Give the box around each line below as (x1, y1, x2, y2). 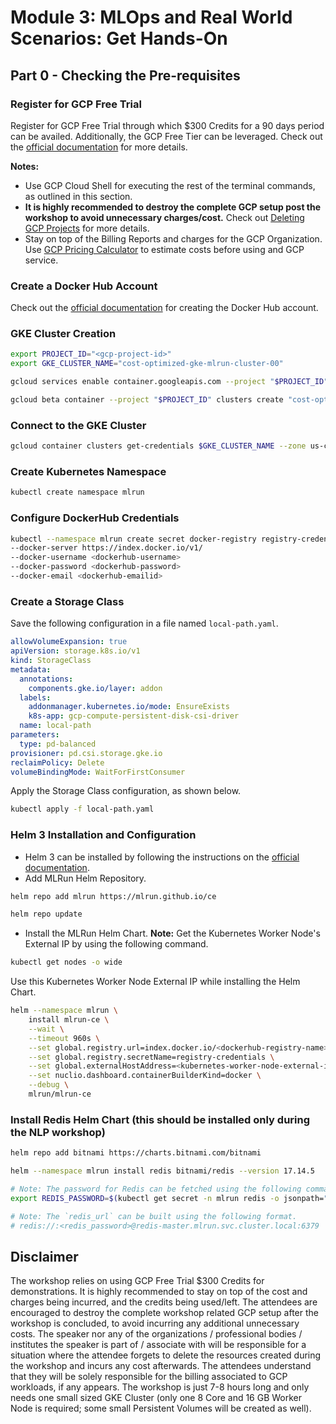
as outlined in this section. (24, 190, 133, 202)
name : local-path (19, 721, 92, 731)
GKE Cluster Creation (10, 327, 117, 341)
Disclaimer (10, 1248, 79, 1265)
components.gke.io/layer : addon (28, 683, 163, 693)
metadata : (10, 664, 52, 675)
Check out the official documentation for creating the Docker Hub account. (10, 302, 319, 314)
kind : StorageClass (10, 656, 92, 666)
